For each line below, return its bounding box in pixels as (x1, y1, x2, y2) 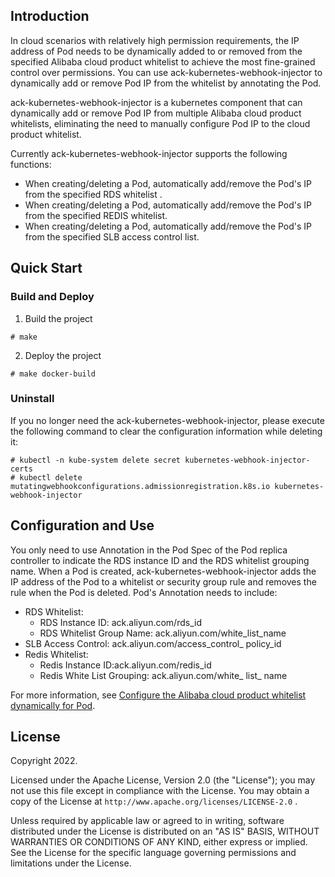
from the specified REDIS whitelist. (24, 209, 168, 221)
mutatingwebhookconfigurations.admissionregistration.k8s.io (10, 481, 271, 491)
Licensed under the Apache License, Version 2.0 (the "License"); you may (10, 774, 316, 786)
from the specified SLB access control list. (24, 230, 200, 243)
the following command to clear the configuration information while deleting (10, 425, 323, 437)
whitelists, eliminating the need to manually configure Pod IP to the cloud (10, 117, 311, 129)
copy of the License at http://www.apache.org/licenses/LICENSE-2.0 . (10, 795, 298, 808)
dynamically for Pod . (10, 699, 96, 711)
